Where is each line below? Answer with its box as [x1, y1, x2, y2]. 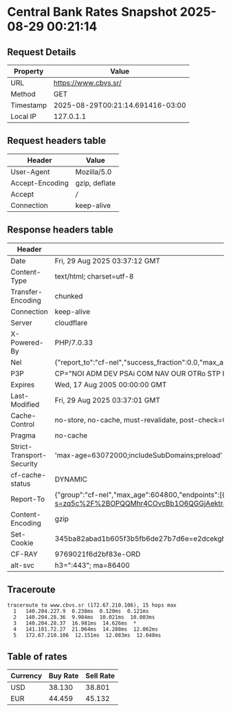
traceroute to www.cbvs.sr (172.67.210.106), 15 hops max [7, 602, 177, 609]
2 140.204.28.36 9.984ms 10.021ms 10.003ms [13, 614, 155, 621]
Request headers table [7, 135, 107, 147]
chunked [54, 291, 83, 301]
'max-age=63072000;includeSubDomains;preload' [54, 450, 223, 460]
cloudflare [54, 318, 88, 327]
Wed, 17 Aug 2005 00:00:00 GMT [54, 380, 167, 389]
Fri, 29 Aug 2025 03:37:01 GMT [54, 395, 160, 404]
